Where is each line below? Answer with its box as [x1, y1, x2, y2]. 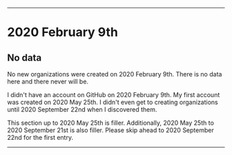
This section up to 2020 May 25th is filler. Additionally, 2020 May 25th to [7, 118, 214, 127]
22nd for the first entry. [7, 134, 74, 141]
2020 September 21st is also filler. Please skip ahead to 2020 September [7, 126, 214, 134]
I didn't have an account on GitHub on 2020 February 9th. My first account [7, 91, 220, 99]
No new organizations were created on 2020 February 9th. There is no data [7, 70, 222, 78]
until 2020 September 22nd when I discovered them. [7, 105, 157, 114]
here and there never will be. [7, 77, 88, 85]
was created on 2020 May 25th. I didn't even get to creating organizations [7, 98, 219, 106]
